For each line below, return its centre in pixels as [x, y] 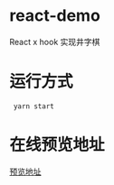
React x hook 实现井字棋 [55, 42]
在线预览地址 [57, 145]
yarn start [33, 106]
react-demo [55, 16]
